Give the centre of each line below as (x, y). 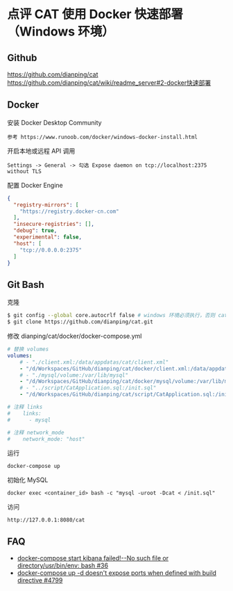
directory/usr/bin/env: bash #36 (63, 566)
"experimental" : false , (48, 237)
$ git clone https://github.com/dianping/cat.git (80, 322)
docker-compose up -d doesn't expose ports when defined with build (117, 573)
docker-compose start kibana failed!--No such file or (93, 558)
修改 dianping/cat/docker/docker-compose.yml (75, 336)
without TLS (24, 171)
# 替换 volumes (28, 349)
